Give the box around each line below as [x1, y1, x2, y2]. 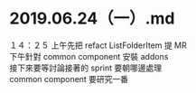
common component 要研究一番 [9, 73, 129, 84]
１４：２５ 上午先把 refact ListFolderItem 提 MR [9, 40, 187, 51]
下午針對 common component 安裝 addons [9, 51, 169, 61]
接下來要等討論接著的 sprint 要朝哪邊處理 [9, 62, 163, 73]
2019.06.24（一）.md [9, 8, 175, 29]
